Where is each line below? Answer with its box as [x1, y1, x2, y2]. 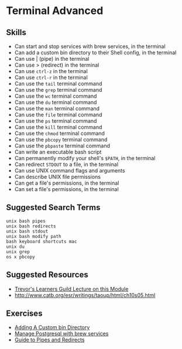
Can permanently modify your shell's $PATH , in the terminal [14, 155, 156, 161]
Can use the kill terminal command [14, 124, 102, 130]
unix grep [6, 248, 30, 255]
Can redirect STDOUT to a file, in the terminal [14, 161, 119, 168]
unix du [6, 244, 25, 250]
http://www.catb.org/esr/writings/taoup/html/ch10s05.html [14, 291, 156, 299]
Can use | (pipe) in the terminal [14, 56, 90, 62]
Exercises [6, 309, 43, 319]
